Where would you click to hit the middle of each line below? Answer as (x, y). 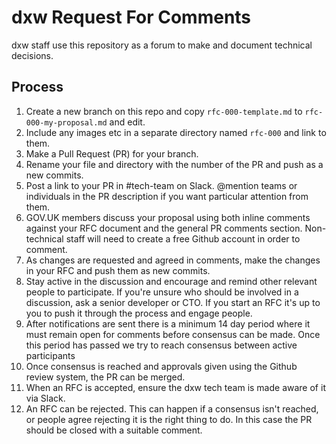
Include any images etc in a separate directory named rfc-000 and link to (176, 132)
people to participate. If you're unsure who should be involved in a (162, 292)
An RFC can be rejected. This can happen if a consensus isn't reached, (172, 408)
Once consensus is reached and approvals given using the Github (161, 366)
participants (50, 355)
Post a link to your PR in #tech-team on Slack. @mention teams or (161, 185)
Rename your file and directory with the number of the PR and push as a (174, 164)
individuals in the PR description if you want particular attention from (167, 196)
